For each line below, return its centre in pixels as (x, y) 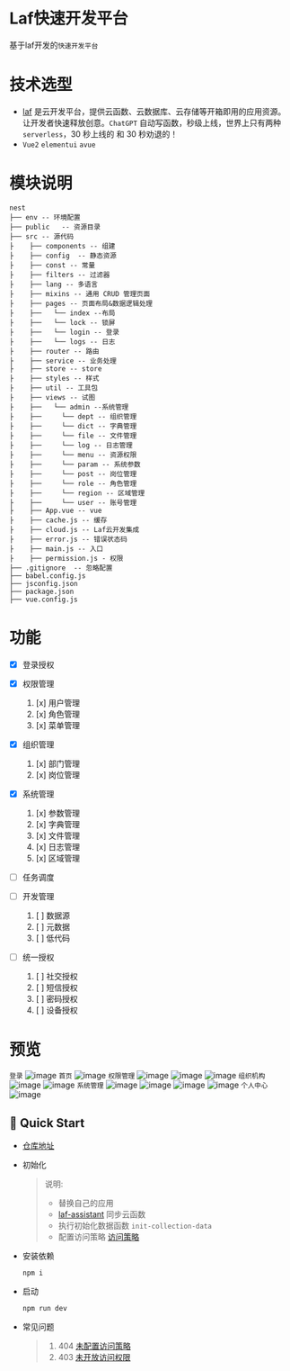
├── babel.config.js (48, 576)
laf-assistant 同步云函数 (102, 1214)
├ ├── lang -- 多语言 (54, 284)
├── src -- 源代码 (42, 236)
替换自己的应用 (86, 1203)
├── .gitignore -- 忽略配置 (61, 568)
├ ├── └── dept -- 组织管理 (73, 416)
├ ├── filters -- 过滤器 (60, 275)
